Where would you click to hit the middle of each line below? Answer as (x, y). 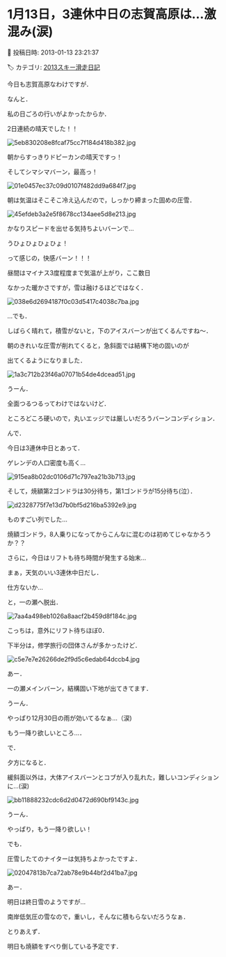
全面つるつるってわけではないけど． (59, 403)
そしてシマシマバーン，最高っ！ (53, 171)
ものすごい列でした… (38, 519)
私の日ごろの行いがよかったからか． (59, 114)
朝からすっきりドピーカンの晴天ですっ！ (65, 157)
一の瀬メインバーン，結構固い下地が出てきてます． (80, 688)
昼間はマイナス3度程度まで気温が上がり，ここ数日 (79, 273)
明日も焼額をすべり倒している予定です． (65, 946)
